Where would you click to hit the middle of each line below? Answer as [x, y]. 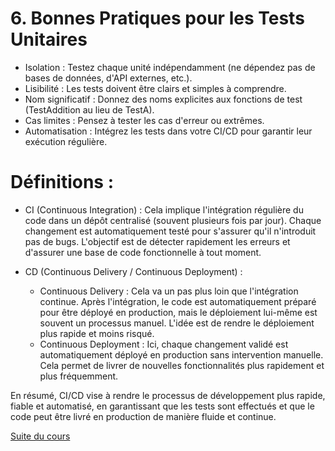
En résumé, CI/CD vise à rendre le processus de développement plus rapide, [168, 395]
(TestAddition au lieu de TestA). [89, 109]
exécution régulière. [66, 141]
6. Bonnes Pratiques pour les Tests [157, 18]
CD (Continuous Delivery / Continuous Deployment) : [133, 271]
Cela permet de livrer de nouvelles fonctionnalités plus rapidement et [182, 365]
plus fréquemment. [79, 376]
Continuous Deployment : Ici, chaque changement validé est [164, 344]
